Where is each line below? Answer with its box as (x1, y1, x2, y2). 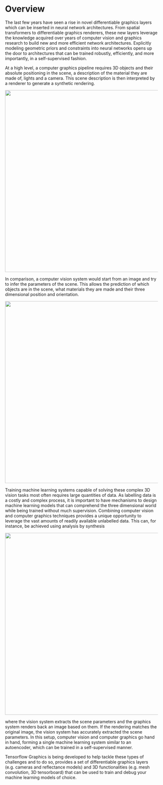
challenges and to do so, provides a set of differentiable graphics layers (5, 759, 148, 765)
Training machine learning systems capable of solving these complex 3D (5, 487, 150, 493)
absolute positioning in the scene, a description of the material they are (5, 70, 147, 76)
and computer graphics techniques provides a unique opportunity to (5, 513, 142, 519)
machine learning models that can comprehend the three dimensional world (5, 502, 157, 508)
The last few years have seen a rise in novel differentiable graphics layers (5, 19, 152, 25)
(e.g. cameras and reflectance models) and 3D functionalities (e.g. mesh (5, 764, 150, 770)
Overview (5, 3, 45, 15)
